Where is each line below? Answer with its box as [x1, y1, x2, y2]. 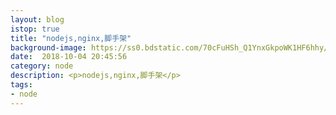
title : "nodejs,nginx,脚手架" [10, 33, 132, 43]
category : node [10, 61, 74, 71]
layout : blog [10, 14, 65, 25]
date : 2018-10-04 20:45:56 [10, 52, 128, 62]
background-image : [10, 42, 87, 53]
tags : [10, 80, 33, 90]
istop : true [10, 24, 60, 34]
